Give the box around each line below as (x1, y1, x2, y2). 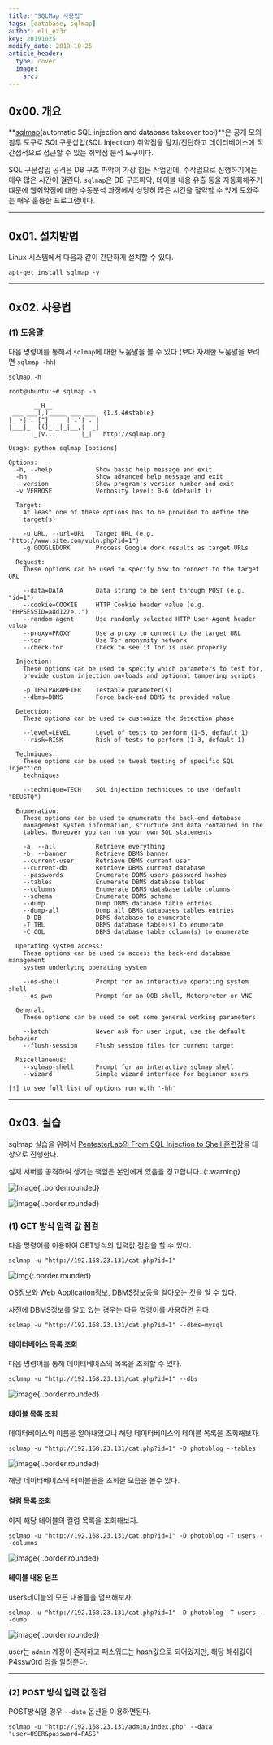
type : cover (15, 58, 57, 66)
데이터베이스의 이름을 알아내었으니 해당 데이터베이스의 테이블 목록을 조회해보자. (8, 1428, 261, 1439)
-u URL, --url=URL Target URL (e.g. (23, 529, 154, 537)
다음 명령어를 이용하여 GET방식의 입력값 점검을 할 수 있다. (8, 1240, 192, 1250)
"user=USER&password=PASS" (8, 1730, 100, 1738)
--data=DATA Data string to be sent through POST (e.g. (23, 586, 245, 594)
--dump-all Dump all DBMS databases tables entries (23, 906, 234, 914)
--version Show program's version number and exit (15, 480, 234, 488)
